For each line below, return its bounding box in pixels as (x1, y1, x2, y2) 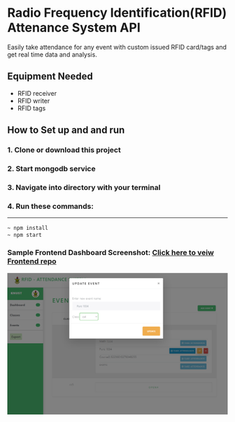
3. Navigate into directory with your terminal (7, 182, 161, 192)
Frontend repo (7, 256, 57, 266)
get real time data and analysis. (7, 50, 98, 59)
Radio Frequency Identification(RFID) (7, 5, 227, 21)
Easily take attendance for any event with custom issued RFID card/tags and (7, 43, 227, 51)
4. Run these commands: (7, 201, 94, 211)
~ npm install (7, 225, 49, 232)
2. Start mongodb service (7, 163, 96, 173)
